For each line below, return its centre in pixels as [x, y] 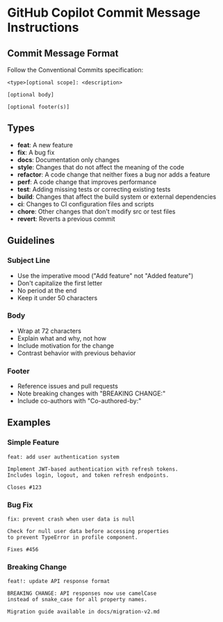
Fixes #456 [23, 550]
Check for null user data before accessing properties [88, 532]
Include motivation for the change [66, 345]
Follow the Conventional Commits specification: [75, 70]
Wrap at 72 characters [49, 331]
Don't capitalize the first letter [60, 283]
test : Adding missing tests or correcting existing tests [94, 189]
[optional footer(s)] [39, 107]
